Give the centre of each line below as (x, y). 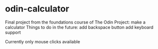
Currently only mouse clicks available (43, 41)
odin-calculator (37, 9)
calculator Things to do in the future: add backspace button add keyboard (79, 27)
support (13, 32)
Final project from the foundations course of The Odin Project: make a (75, 22)
